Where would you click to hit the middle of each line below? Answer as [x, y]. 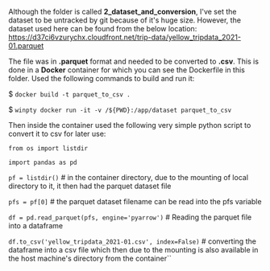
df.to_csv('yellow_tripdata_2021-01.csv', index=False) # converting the [132, 241]
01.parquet [26, 46]
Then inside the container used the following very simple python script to [130, 125]
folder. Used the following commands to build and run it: [102, 78]
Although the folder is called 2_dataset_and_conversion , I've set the [123, 12]
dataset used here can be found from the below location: [103, 29]
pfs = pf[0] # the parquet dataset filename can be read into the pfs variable [135, 201]
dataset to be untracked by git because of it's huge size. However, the [125, 20]
